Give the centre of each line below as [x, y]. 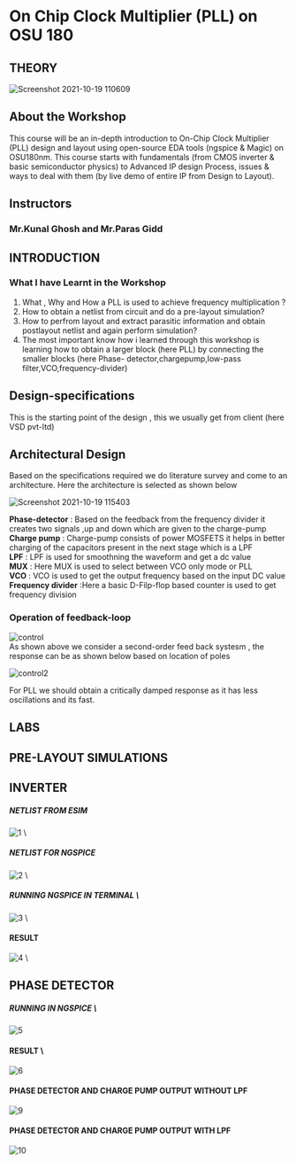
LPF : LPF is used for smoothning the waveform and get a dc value [130, 557]
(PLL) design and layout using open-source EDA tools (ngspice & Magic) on [147, 147]
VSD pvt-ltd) [32, 426]
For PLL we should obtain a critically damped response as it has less [134, 690]
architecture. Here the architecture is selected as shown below [123, 485]
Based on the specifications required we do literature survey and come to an [148, 476]
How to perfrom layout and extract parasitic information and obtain [144, 321]
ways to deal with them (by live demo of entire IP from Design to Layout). [142, 175]
